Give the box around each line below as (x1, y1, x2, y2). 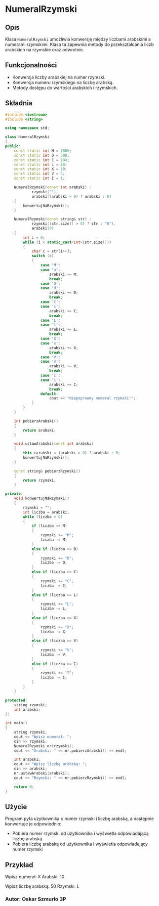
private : (5, 491, 23, 496)
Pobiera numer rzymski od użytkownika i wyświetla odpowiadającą (12, 830, 149, 836)
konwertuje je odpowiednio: (5, 821, 62, 827)
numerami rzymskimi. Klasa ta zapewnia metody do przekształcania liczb (5, 42, 154, 47)
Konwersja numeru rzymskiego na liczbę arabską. (12, 79, 114, 85)
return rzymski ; (23, 478, 56, 483)
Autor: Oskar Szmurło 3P (5, 896, 67, 903)
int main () (5, 721, 28, 726)
